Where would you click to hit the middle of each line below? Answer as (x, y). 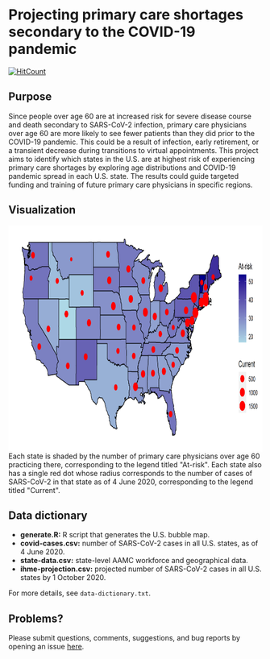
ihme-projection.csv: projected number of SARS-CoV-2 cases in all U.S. (141, 569)
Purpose (30, 97)
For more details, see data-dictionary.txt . (80, 593)
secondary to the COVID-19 (102, 32)
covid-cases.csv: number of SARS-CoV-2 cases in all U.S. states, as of (139, 543)
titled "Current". (34, 490)
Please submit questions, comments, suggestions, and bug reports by (124, 638)
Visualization (42, 210)
